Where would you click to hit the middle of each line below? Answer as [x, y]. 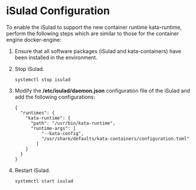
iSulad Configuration [58, 11]
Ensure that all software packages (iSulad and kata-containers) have [98, 51]
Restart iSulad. [32, 170]
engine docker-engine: [34, 40]
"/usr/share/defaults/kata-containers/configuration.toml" [115, 139]
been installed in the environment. [56, 57]
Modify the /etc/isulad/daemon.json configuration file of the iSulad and [102, 90]
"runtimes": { [37, 113]
